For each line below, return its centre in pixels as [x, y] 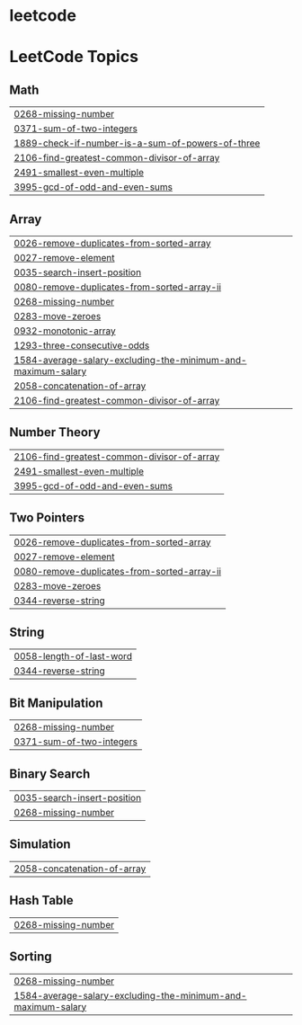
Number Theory [55, 432]
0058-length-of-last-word [73, 656]
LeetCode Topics [74, 57]
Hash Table [41, 900]
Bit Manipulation [56, 703]
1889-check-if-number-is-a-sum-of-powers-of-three [137, 143]
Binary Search [50, 774]
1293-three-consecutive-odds [82, 345]
